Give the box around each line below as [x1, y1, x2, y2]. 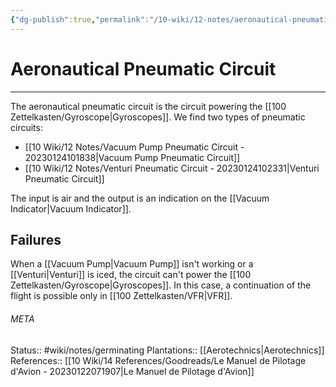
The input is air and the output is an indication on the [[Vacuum [10, 192, 270, 204]
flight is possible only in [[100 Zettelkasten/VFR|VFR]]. [10, 290, 233, 302]
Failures [10, 231, 62, 248]
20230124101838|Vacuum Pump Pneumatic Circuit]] [24, 151, 241, 163]
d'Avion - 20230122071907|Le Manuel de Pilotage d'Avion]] [10, 365, 255, 377]
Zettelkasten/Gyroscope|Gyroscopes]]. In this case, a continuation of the [10, 279, 312, 291]
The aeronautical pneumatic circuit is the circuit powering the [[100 [10, 100, 287, 112]
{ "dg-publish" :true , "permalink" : [10, 14, 150, 25]
